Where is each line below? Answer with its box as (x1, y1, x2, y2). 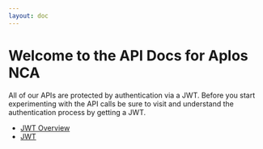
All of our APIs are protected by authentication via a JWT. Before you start (8, 90, 256, 100)
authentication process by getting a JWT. (8, 107, 146, 117)
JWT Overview (19, 122, 70, 133)
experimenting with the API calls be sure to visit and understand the (8, 98, 235, 109)
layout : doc (8, 11, 49, 20)
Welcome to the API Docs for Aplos (8, 46, 248, 64)
